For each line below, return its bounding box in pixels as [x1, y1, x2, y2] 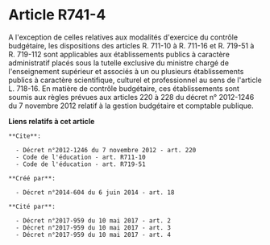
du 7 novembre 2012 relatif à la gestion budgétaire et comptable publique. [8, 101, 254, 110]
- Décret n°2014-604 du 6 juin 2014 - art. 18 [15, 188, 175, 197]
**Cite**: [8, 131, 42, 140]
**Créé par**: [8, 174, 56, 182]
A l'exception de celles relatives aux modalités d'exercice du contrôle [8, 32, 239, 42]
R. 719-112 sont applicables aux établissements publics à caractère [8, 49, 230, 59]
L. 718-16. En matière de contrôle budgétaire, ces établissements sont [8, 83, 240, 93]
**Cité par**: [8, 202, 56, 210]
